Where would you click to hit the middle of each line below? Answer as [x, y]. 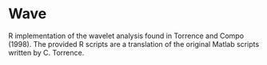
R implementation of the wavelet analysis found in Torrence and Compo [126, 36]
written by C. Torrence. [46, 52]
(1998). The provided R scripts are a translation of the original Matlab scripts [134, 44]
